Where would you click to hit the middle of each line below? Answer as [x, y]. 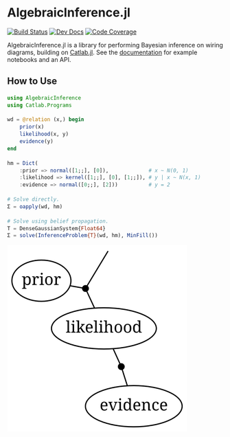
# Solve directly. [33, 199]
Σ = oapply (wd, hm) [35, 206]
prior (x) [32, 127]
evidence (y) [36, 142]
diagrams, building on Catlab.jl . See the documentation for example [102, 52]
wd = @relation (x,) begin [46, 120]
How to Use [32, 81]
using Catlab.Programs [39, 105]
